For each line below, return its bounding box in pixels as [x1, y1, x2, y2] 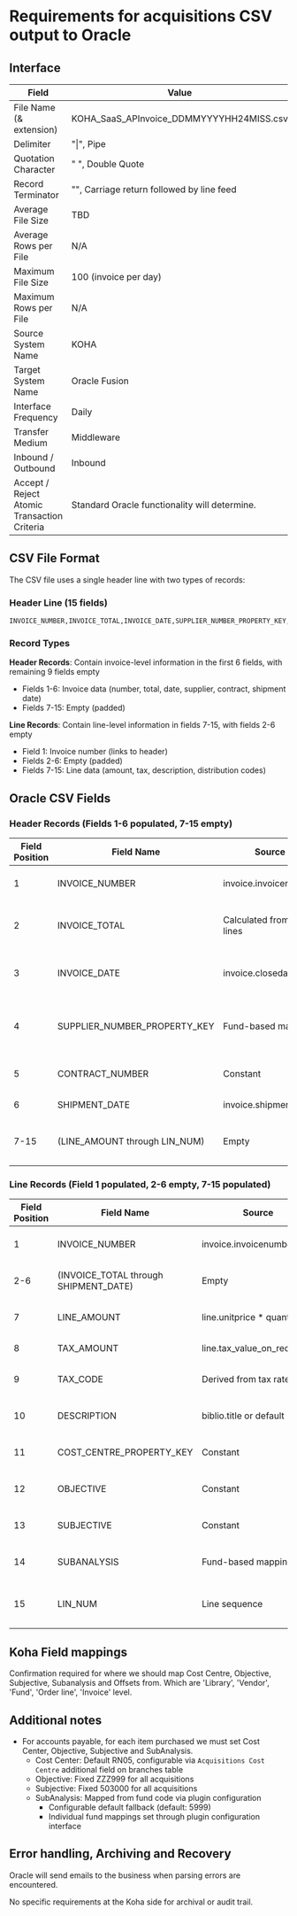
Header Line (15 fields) [9, 596, 108, 608]
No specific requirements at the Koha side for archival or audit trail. [9, 1897, 254, 1907]
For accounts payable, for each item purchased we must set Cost [21, 1736, 261, 1747]
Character [13, 164, 56, 175]
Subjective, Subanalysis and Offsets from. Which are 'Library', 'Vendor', [9, 1678, 270, 1688]
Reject [13, 488, 40, 499]
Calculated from [223, 914, 290, 926]
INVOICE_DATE [57, 967, 121, 979]
